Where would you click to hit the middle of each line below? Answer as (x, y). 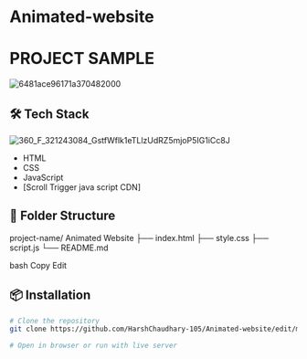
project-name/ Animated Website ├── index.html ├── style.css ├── (139, 238)
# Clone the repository (55, 321)
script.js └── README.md (59, 248)
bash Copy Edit (38, 265)
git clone (28, 329)
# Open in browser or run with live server (94, 346)
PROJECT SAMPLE (82, 59)
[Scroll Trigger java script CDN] (82, 187)
